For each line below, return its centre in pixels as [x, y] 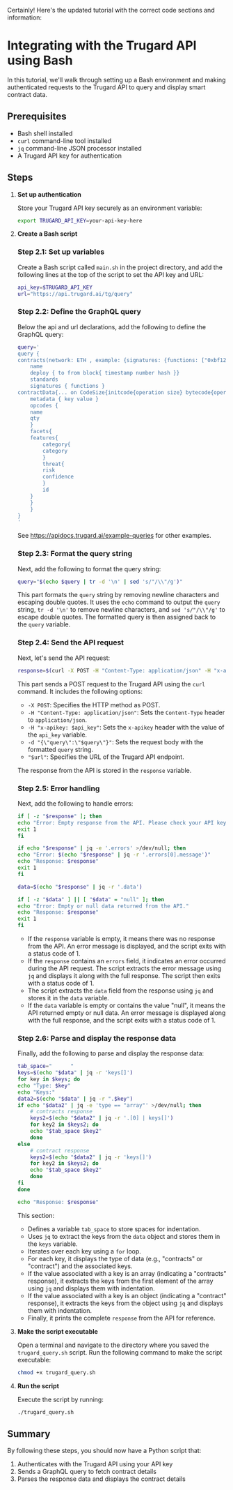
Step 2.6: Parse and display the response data [97, 1038]
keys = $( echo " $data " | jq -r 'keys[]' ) [75, 1073]
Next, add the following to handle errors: [75, 803]
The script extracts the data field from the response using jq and [120, 991]
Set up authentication [49, 194]
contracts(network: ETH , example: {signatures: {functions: [108, 360]
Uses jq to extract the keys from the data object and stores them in [124, 1236]
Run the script [38, 1386]
